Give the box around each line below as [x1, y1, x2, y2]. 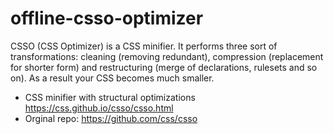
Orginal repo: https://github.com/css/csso [24, 112, 198, 124]
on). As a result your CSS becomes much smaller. [10, 72, 215, 84]
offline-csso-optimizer [10, 7, 204, 30]
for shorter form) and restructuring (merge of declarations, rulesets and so [10, 61, 318, 73]
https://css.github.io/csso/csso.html [24, 102, 174, 114]
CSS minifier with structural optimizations [24, 91, 196, 103]
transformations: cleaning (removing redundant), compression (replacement [10, 50, 324, 62]
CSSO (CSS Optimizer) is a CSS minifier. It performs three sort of [10, 40, 278, 52]
